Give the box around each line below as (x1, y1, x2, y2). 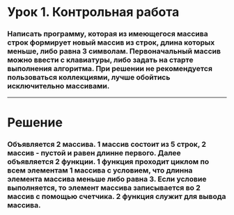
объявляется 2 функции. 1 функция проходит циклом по (7, 157, 210, 166)
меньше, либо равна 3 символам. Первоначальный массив (7, 47, 221, 56)
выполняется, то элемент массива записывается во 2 (7, 182, 201, 192)
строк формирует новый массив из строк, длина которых (7, 38, 215, 47)
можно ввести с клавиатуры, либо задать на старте (7, 55, 194, 65)
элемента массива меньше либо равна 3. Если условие (7, 174, 207, 184)
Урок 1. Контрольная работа (7, 4, 180, 20)
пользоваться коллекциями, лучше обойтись (7, 72, 171, 82)
